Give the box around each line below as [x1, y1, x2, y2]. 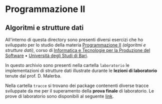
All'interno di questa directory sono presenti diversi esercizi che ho [5, 36, 143, 42]
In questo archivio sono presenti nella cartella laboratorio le [5, 62, 130, 68]
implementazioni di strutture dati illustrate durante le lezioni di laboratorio [5, 67, 157, 73]
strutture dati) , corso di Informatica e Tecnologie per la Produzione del [5, 47, 150, 53]
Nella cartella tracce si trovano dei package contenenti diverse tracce [5, 82, 149, 88]
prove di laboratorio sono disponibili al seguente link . [5, 93, 114, 99]
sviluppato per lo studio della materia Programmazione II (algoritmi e [5, 42, 146, 48]
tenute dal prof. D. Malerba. [5, 73, 61, 78]
